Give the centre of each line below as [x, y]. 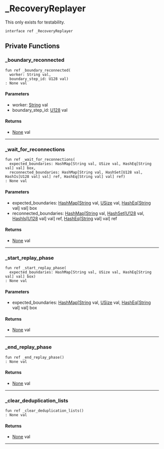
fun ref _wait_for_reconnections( [40, 160]
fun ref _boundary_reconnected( [38, 70]
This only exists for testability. [35, 22]
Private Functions [32, 46]
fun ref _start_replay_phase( [36, 268]
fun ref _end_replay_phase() [35, 357]
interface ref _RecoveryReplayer [39, 31]
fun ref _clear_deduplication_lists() [44, 411]
